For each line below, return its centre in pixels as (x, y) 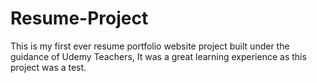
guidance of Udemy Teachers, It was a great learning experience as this (158, 56)
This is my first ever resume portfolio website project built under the (150, 46)
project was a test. (48, 67)
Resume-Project (79, 18)
